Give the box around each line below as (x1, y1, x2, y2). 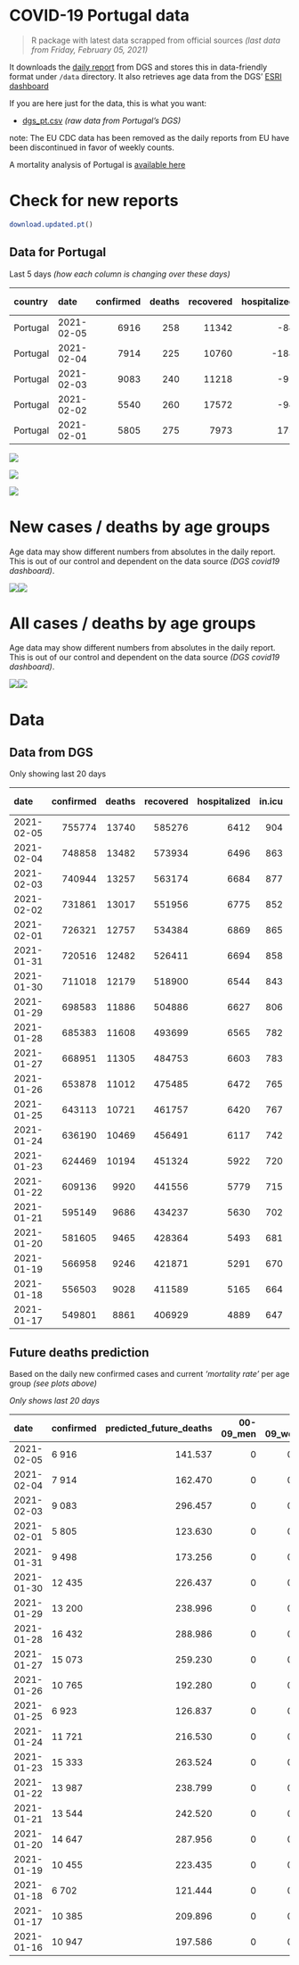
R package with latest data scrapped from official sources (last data (30, 35, 280, 46)
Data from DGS (9, 745, 93, 760)
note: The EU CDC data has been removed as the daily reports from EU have (9, 132, 290, 143)
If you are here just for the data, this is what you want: (9, 97, 207, 108)
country (13, 295, 49, 308)
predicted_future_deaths (105, 1422, 213, 1435)
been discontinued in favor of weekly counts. (9, 142, 175, 153)
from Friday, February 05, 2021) (30, 44, 149, 54)
